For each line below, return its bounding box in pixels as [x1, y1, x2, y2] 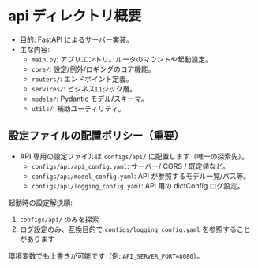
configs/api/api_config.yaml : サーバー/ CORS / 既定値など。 [31, 161, 230, 170]
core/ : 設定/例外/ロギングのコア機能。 [31, 64, 155, 73]
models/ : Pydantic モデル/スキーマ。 [31, 94, 148, 103]
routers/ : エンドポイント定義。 [31, 74, 133, 84]
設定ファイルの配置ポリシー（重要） [8, 129, 185, 143]
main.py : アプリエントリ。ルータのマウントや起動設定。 [31, 54, 213, 64]
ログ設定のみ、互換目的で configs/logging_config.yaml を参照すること [19, 224, 251, 233]
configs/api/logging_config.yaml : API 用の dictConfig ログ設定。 [31, 181, 245, 190]
